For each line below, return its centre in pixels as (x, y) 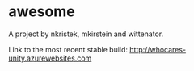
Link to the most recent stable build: (68, 49)
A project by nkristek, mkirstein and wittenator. (86, 34)
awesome (42, 12)
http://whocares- (158, 49)
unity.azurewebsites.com (50, 58)
